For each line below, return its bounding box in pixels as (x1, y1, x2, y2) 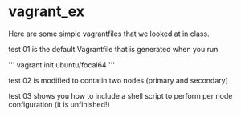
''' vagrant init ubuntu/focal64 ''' (8, 59, 115, 70)
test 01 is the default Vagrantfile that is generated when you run (8, 44, 219, 54)
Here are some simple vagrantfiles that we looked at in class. (8, 29, 210, 38)
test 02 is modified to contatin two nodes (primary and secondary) (8, 75, 229, 85)
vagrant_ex (8, 2, 85, 21)
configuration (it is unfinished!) (8, 99, 110, 109)
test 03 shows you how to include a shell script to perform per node (8, 91, 233, 100)
